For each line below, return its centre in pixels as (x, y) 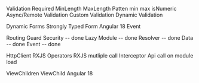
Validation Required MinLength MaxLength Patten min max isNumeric (92, 9)
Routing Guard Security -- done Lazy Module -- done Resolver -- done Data (100, 38)
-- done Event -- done (33, 44)
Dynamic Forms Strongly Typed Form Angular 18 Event (74, 26)
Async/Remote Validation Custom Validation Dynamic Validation (85, 15)
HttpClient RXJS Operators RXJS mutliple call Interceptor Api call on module (100, 55)
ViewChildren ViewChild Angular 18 (50, 73)
